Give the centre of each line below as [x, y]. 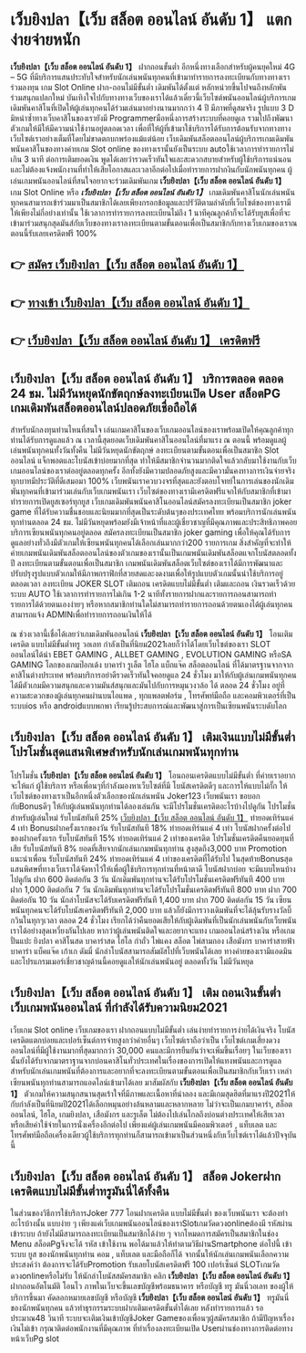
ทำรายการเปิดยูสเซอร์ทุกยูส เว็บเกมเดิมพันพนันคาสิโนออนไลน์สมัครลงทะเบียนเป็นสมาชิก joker [151, 501]
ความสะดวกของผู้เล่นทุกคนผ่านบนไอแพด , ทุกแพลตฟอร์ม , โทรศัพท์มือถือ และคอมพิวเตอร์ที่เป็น [153, 695]
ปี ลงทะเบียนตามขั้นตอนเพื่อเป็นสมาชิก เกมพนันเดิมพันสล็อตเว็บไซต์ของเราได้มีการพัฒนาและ [147, 562]
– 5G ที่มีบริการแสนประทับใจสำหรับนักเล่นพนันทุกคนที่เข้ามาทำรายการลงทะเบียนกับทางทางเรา [150, 77]
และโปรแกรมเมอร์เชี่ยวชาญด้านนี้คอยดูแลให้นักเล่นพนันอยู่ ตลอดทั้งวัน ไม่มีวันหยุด [132, 961]
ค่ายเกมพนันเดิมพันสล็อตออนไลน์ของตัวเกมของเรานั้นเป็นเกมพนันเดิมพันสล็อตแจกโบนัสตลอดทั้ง [153, 552]
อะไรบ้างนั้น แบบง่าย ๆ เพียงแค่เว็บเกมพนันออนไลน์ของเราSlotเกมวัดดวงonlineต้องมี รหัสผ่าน [152, 1223]
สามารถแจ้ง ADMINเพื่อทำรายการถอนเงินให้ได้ [82, 614]
